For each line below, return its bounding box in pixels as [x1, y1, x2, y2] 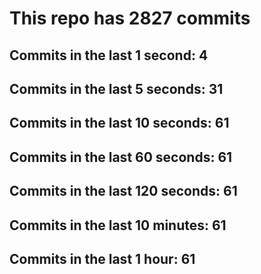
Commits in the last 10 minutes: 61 [9, 217, 227, 234]
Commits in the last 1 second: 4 [9, 47, 209, 64]
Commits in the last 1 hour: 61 [9, 250, 196, 267]
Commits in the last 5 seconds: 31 [9, 80, 224, 97]
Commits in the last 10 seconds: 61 [9, 115, 230, 132]
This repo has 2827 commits [9, 7, 251, 30]
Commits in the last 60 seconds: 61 [9, 148, 233, 166]
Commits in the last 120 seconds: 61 [9, 183, 238, 200]
